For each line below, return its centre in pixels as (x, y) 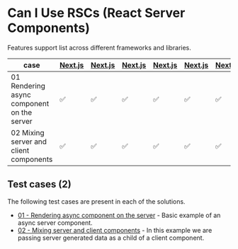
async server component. (55, 222)
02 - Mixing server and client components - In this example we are (115, 230)
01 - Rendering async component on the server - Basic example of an (119, 215)
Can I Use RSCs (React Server (96, 13)
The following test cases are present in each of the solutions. (96, 201)
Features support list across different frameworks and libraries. (99, 47)
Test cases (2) (40, 184)
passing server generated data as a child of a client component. (111, 238)
